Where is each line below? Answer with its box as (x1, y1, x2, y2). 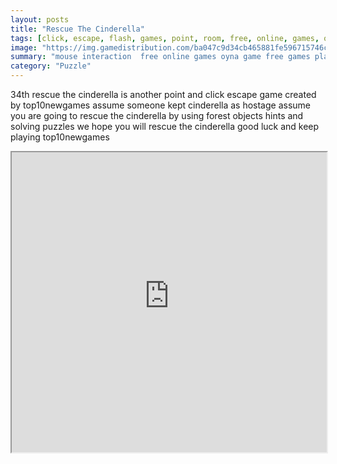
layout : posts (10, 14, 70, 25)
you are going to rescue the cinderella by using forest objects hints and (10, 110, 304, 121)
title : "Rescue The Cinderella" (10, 24, 145, 34)
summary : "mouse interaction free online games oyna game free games (10, 52, 311, 62)
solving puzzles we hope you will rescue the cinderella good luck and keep (10, 121, 320, 132)
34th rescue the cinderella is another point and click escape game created (10, 89, 317, 100)
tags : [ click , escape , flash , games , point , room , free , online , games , (10, 33, 320, 43)
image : (10, 42, 38, 53)
